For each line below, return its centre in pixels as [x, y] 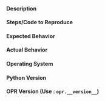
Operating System [30, 64]
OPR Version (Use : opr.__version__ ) [52, 91]
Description [22, 8]
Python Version [26, 77]
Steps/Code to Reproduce [40, 22]
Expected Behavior [31, 36]
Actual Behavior [27, 50]
